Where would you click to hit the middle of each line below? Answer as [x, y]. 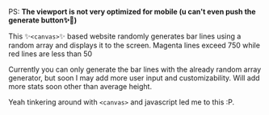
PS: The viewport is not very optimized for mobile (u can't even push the [132, 12]
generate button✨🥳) [43, 20]
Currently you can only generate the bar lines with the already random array [135, 69]
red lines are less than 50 [50, 54]
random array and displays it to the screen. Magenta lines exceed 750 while [134, 45]
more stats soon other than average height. [80, 86]
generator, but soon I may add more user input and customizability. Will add [134, 78]
